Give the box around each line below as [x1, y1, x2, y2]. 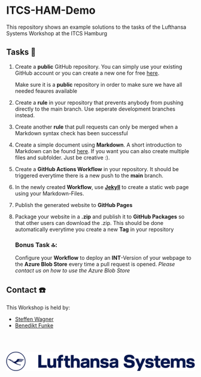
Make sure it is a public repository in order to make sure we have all [14, 81, 182, 88]
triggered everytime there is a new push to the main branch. [14, 172, 163, 179]
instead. [14, 111, 35, 118]
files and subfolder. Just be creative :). [14, 154, 110, 161]
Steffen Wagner [14, 315, 54, 323]
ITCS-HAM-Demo [6, 4, 96, 17]
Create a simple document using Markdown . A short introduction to [14, 141, 182, 148]
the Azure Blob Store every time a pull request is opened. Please [14, 261, 175, 268]
